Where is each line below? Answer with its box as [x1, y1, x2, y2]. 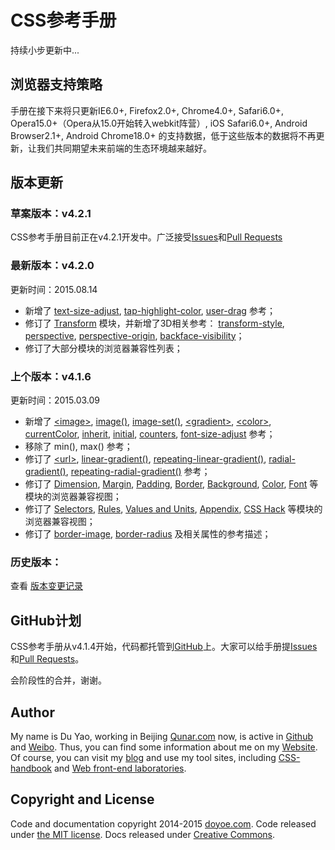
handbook [10, 762, 53, 774]
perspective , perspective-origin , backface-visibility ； [24, 329, 245, 341]
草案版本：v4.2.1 [10, 207, 92, 221]
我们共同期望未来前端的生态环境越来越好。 [36, 142, 212, 154]
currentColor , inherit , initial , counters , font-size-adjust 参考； [24, 428, 276, 440]
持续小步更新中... [10, 44, 80, 56]
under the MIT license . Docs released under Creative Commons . [10, 828, 276, 840]
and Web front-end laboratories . [53, 762, 187, 774]
